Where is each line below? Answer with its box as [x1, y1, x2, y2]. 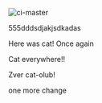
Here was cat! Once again [8, 39, 94, 48]
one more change [8, 85, 67, 95]
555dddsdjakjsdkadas [8, 23, 82, 32]
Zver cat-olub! [8, 70, 56, 80]
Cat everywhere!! [8, 55, 66, 64]
